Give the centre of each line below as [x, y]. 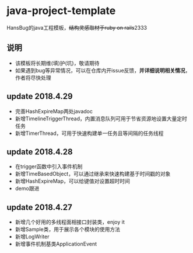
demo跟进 [27, 189]
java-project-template [61, 11]
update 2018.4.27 [39, 207]
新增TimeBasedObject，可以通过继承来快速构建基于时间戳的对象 [93, 174]
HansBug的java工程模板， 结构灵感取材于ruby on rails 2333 [77, 27]
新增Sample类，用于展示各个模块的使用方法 [68, 230]
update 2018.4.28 [40, 152]
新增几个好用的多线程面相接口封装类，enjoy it [70, 222]
